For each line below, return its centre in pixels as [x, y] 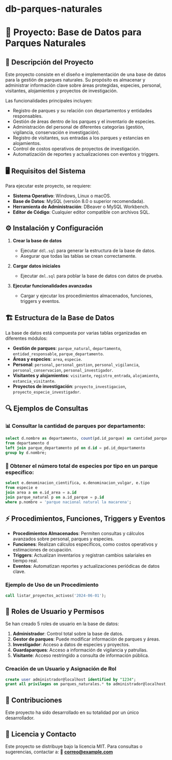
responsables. [28, 116]
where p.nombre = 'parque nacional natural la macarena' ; [68, 502]
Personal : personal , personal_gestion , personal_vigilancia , [76, 364]
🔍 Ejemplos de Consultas [47, 409]
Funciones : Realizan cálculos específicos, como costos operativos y [85, 544]
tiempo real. [25, 561]
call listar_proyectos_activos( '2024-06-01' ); [56, 595]
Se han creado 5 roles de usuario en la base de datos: [62, 624]
